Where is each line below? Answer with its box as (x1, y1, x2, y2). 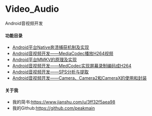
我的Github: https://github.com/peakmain (12, 105, 95, 111)
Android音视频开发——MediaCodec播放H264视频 (12, 51, 114, 57)
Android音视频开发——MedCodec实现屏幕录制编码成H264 (12, 63, 132, 69)
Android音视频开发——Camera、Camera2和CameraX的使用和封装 (12, 75, 147, 81)
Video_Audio (5, 3, 59, 15)
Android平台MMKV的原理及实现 (12, 57, 77, 62)
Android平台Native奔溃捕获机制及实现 (12, 44, 89, 50)
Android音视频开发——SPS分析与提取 (12, 69, 89, 75)
